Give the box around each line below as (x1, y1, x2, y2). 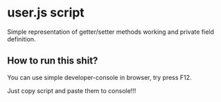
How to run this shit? (7, 55, 98, 67)
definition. (7, 34, 36, 43)
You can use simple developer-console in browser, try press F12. (7, 73, 192, 81)
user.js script (7, 5, 85, 21)
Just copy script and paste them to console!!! (7, 86, 136, 94)
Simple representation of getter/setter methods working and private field (7, 28, 215, 36)
